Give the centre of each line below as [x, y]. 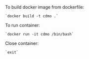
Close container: [22, 43]
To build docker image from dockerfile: [45, 7]
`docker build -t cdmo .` [32, 16]
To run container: [23, 25]
